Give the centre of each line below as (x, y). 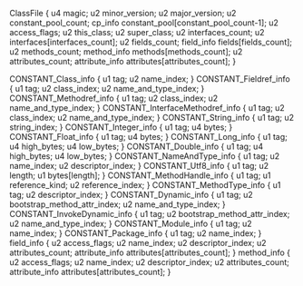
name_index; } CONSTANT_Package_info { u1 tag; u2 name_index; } (136, 233)
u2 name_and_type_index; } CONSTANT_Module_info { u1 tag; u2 (131, 223)
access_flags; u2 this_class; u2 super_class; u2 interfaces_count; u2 (137, 32)
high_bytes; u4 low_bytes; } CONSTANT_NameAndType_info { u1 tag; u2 (145, 156)
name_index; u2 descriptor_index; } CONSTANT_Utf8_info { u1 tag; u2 (139, 166)
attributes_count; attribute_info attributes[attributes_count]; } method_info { (150, 252)
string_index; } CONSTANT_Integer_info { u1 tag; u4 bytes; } (121, 127)
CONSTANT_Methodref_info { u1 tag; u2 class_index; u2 (114, 98)
